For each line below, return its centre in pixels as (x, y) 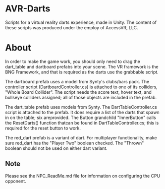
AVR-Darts (28, 9)
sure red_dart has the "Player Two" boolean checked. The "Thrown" (75, 143)
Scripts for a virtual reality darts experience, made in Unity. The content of (81, 22)
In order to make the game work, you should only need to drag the (73, 61)
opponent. (16, 181)
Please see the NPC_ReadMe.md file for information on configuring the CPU (83, 176)
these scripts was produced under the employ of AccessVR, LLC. (72, 27)
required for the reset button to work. (43, 128)
